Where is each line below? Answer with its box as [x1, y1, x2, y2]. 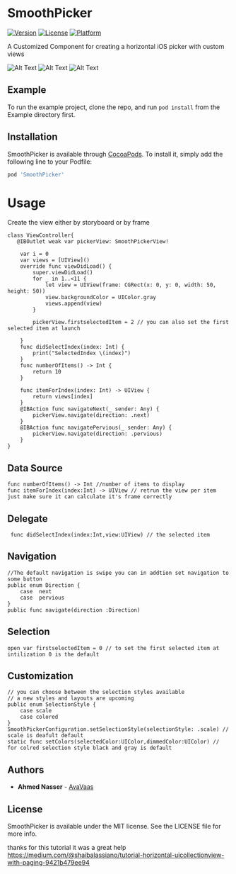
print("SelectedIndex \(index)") [33, 349, 131, 357]
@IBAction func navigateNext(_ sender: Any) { [20, 405, 160, 413]
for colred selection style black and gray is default [7, 744, 172, 752]
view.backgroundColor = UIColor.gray [45, 294, 157, 301]
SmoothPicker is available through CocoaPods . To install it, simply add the [7, 150, 223, 158]
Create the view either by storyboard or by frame [7, 218, 150, 227]
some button [7, 576, 42, 583]
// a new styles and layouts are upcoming [7, 695, 134, 702]
